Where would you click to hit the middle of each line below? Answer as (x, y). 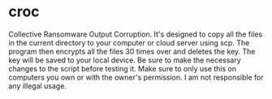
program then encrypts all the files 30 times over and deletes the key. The (132, 51)
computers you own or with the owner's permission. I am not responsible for (136, 77)
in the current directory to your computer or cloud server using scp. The (129, 42)
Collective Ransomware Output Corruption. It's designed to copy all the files (136, 34)
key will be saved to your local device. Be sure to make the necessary (125, 60)
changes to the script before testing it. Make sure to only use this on (123, 68)
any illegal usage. (38, 86)
